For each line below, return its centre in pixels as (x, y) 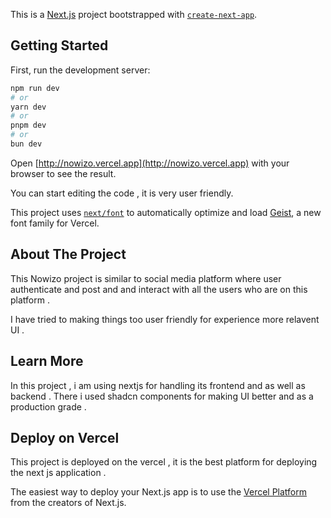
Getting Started (59, 45)
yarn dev (28, 107)
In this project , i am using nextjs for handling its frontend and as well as (158, 385)
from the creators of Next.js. (68, 503)
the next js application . (58, 473)
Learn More (47, 361)
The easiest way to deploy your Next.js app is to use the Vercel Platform (159, 492)
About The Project (68, 254)
